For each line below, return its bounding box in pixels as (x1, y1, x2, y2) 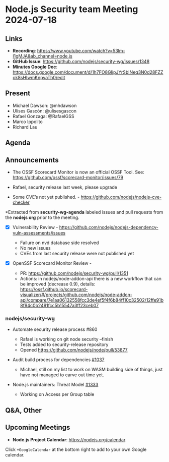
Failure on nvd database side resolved (20, 240, 99, 246)
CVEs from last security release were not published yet (20, 251, 134, 257)
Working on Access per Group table (20, 391, 95, 397)
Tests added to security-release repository (20, 341, 109, 348)
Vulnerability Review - (12, 224, 58, 230)
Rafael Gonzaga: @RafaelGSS (12, 113, 74, 119)
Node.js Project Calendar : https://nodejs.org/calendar (12, 436, 126, 442)
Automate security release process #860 (12, 326, 98, 332)
